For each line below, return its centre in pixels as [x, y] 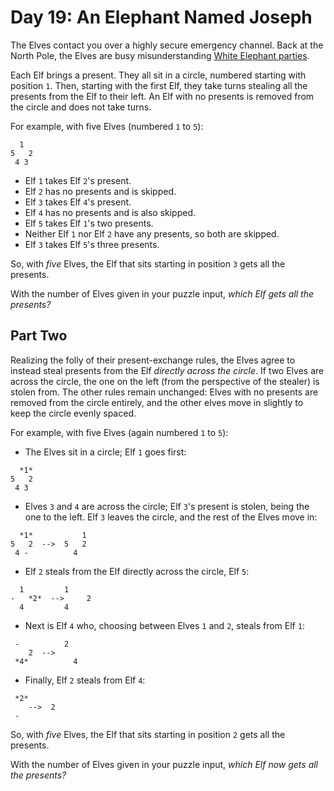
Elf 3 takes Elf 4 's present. [78, 202]
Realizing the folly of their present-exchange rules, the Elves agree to [153, 360]
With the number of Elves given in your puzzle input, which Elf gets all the [162, 293]
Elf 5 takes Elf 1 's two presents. [89, 223]
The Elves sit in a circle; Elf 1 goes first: [105, 452]
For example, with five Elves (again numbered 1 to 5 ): [119, 432]
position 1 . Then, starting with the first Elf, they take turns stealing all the [159, 85]
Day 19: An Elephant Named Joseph [161, 17]
